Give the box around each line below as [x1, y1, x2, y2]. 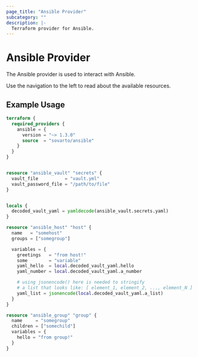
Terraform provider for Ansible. [11, 25, 95, 32]
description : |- [6, 20, 46, 26]
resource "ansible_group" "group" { [6, 312, 97, 318]
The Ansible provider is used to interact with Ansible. [6, 71, 136, 78]
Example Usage [6, 100, 65, 110]
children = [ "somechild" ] [11, 323, 76, 330]
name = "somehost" [11, 230, 62, 236]
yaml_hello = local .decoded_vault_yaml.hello [17, 263, 134, 269]
